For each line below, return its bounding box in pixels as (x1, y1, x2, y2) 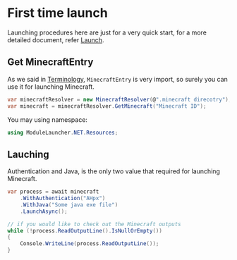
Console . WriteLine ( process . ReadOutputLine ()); (20, 240, 159, 247)
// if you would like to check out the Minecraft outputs (7, 221, 181, 228)
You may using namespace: (7, 115, 88, 124)
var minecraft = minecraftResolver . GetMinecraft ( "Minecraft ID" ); (7, 102, 207, 110)
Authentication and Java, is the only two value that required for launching (7, 167, 221, 175)
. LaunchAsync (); (20, 208, 68, 215)
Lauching (7, 148, 49, 160)
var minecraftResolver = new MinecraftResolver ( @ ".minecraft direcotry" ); (7, 96, 232, 103)
